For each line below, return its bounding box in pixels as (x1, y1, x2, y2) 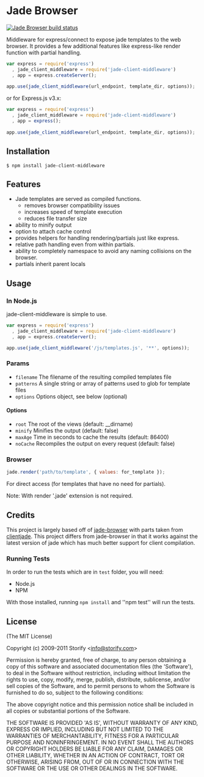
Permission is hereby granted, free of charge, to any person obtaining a (6, 656, 186, 664)
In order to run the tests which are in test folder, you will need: (6, 568, 164, 576)
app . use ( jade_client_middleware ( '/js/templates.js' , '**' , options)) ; (6, 344, 190, 351)
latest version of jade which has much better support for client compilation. (6, 539, 195, 546)
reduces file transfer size (24, 215, 87, 222)
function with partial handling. (6, 48, 81, 56)
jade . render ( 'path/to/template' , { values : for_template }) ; (6, 469, 166, 476)
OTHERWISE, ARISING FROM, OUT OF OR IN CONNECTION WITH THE (6, 758, 184, 766)
